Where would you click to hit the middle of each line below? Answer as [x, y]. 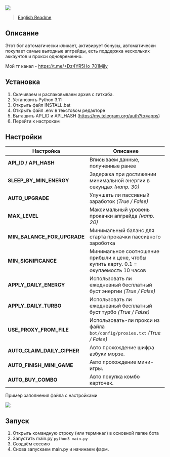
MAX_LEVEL [23, 216]
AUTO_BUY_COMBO [33, 380]
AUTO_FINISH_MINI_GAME [40, 365]
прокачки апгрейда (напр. [122, 216]
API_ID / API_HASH [31, 163]
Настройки [24, 137]
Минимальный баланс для [122, 231]
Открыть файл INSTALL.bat [41, 105]
